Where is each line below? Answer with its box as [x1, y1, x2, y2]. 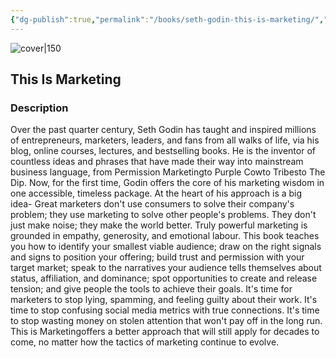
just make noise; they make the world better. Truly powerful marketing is [10, 219, 308, 231]
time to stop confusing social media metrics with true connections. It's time [10, 304, 320, 316]
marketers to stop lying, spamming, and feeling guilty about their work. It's [10, 294, 318, 306]
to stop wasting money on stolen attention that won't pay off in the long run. [10, 315, 323, 327]
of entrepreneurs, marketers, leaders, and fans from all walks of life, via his [10, 134, 320, 146]
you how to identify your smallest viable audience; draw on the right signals [10, 241, 322, 253]
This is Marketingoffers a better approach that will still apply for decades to [10, 326, 320, 338]
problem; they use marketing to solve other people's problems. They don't [10, 209, 317, 221]
